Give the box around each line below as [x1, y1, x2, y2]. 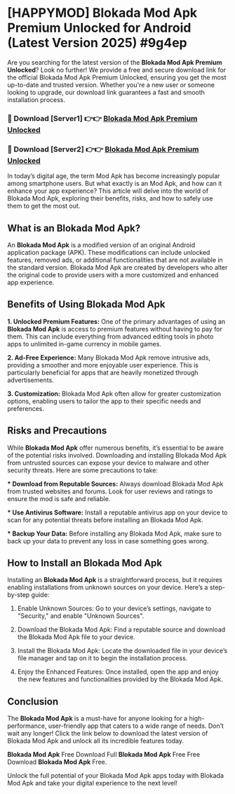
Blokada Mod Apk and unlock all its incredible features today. [7, 737, 184, 745]
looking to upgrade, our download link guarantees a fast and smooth [7, 88, 206, 96]
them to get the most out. [7, 202, 81, 210]
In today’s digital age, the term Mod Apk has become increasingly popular [7, 172, 220, 180]
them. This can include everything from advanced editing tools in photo [7, 332, 214, 341]
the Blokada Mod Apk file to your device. [17, 633, 135, 641]
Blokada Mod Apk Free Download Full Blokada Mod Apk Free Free [7, 750, 201, 759]
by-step [7, 591, 30, 599]
